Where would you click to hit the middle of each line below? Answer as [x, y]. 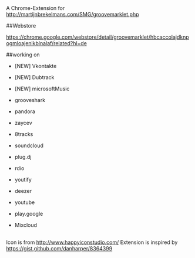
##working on [23, 55]
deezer [23, 191]
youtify [23, 180]
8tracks [24, 134]
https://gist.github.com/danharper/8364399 [59, 248]
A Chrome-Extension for [36, 8]
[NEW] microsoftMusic [42, 89]
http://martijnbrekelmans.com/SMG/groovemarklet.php [73, 15]
